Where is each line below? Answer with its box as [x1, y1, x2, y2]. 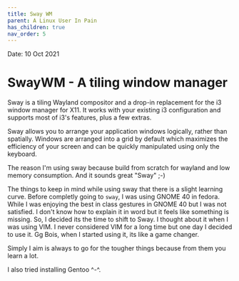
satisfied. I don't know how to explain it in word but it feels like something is [7, 208, 230, 216]
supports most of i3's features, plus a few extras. [7, 113, 152, 122]
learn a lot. [7, 252, 39, 260]
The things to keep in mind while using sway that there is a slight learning [7, 185, 223, 193]
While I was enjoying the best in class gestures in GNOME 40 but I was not [7, 200, 227, 208]
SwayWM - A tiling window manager [7, 75, 228, 91]
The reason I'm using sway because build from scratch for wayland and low [7, 164, 230, 172]
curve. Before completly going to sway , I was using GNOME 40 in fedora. [7, 193, 220, 201]
